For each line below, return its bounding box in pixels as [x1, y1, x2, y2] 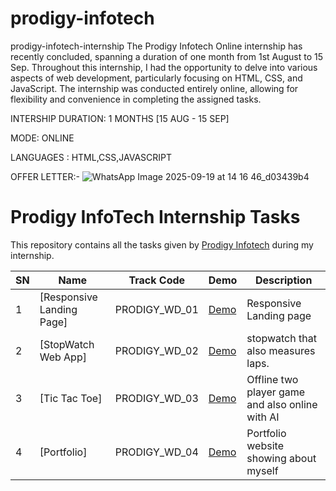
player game [246, 385, 306, 399]
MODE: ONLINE [10, 132, 75, 144]
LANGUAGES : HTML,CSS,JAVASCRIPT [10, 151, 173, 163]
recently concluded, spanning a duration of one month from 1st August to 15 [10, 50, 324, 62]
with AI [246, 410, 280, 424]
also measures [246, 343, 316, 357]
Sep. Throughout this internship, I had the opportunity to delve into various [10, 61, 318, 73]
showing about [246, 451, 317, 465]
